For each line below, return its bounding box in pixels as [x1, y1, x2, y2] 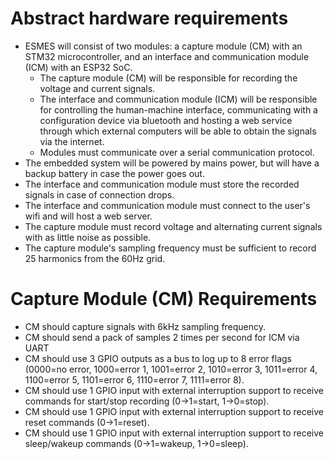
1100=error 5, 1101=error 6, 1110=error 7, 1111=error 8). [24, 373, 245, 386]
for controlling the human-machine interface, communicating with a [39, 103, 318, 116]
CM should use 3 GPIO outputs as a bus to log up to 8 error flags [24, 352, 292, 364]
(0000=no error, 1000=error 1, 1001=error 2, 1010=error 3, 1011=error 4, [24, 363, 318, 375]
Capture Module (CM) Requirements [10, 288, 318, 311]
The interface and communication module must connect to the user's [24, 199, 311, 211]
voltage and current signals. [39, 82, 156, 94]
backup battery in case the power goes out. [24, 167, 205, 179]
